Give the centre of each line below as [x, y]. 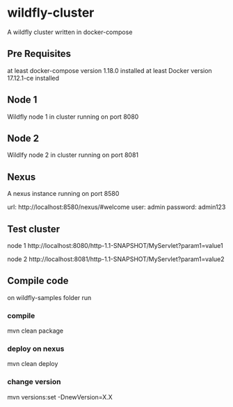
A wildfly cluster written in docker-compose [70, 32]
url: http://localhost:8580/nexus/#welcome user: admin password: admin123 [116, 207]
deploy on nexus [36, 349]
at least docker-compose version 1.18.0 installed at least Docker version [110, 70]
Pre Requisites [39, 54]
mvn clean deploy [33, 364]
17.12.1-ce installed [33, 78]
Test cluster [34, 229]
